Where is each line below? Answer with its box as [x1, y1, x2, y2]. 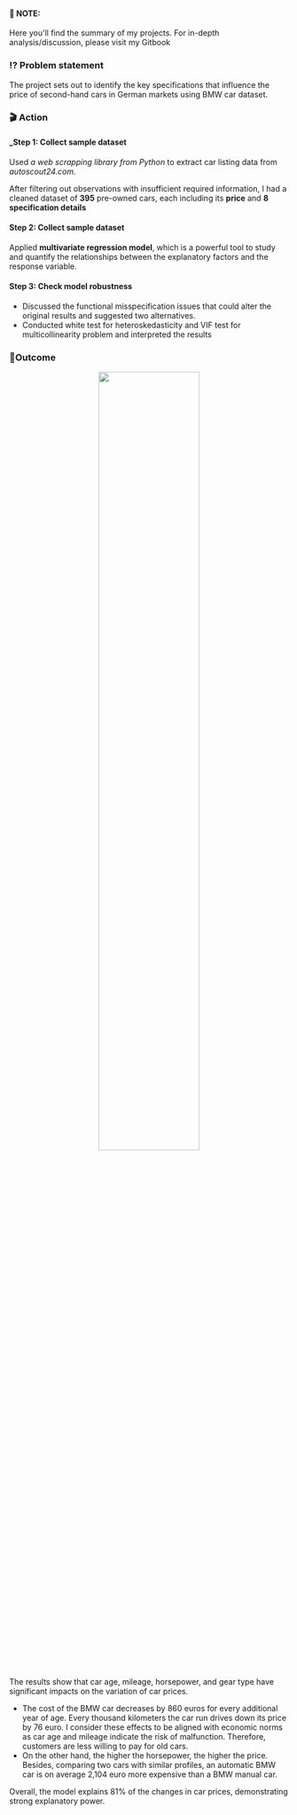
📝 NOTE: [9, 8, 42, 19]
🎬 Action [9, 112, 49, 124]
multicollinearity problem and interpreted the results [21, 329, 213, 340]
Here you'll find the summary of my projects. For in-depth [9, 27, 220, 38]
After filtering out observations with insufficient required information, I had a [9, 183, 287, 193]
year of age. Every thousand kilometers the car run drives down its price [21, 1713, 286, 1724]
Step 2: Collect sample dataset [9, 223, 125, 233]
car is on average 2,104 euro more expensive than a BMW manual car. [21, 1769, 277, 1780]
